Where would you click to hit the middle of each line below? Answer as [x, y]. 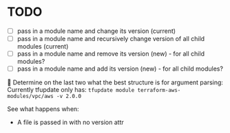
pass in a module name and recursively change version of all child [111, 39]
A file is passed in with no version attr [70, 122]
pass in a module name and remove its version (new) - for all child [111, 54]
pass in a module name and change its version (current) [96, 31]
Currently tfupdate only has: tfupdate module [71, 90]
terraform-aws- [159, 90]
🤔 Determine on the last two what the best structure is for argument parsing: [115, 82]
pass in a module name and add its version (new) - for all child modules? [120, 69]
